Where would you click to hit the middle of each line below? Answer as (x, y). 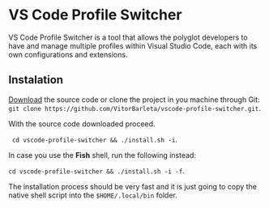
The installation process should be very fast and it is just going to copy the (133, 186)
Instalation (36, 80)
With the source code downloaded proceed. (82, 124)
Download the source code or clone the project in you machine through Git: (134, 100)
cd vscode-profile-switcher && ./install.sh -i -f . (96, 171)
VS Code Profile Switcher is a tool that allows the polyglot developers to (128, 37)
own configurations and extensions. (68, 54)
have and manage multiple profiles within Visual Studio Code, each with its (133, 45)
